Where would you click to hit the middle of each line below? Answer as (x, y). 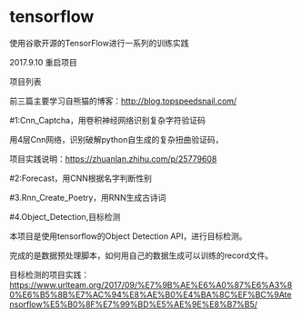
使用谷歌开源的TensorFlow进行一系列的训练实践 (99, 43)
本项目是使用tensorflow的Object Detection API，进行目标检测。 (128, 236)
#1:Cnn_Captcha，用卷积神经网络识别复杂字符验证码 (108, 120)
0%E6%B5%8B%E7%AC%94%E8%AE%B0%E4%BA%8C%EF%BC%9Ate (151, 294)
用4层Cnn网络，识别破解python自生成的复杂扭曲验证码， (116, 139)
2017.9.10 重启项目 (43, 62)
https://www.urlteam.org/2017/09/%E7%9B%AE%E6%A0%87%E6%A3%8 (151, 284)
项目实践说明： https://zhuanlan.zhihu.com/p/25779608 (113, 159)
